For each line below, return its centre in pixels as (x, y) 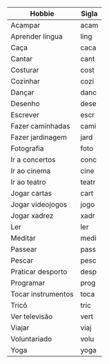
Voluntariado (31, 339)
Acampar (26, 25)
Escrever (25, 115)
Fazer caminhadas (40, 126)
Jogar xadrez (32, 215)
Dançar (22, 92)
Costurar (25, 70)
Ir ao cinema (31, 171)
